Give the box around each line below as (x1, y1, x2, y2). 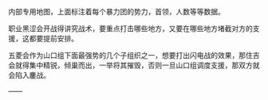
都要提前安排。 (29, 34, 78, 43)
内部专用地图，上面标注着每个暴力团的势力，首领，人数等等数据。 (8, 7, 225, 16)
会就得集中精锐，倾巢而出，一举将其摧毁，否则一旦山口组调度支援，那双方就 (8, 60, 260, 70)
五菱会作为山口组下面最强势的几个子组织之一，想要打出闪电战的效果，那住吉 (8, 51, 260, 60)
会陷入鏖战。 (8, 71, 50, 79)
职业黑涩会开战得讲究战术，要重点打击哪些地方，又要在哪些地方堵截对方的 (8, 24, 253, 33)
